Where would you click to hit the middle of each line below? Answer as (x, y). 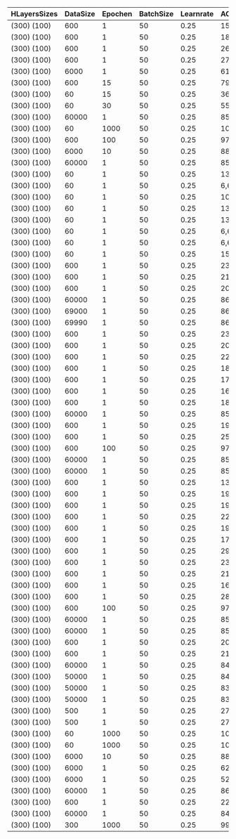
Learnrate (197, 14)
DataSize (80, 14)
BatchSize (157, 14)
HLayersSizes (34, 14)
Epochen (117, 14)
